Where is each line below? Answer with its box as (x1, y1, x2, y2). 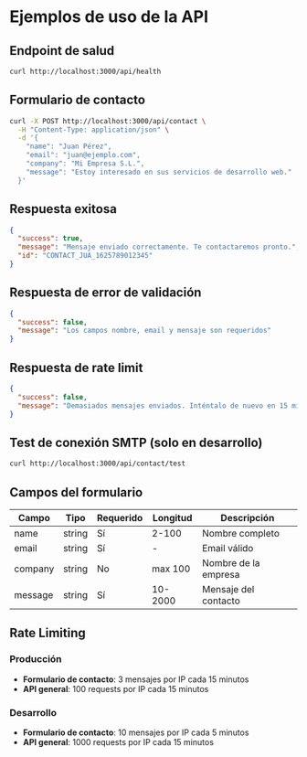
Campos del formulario (9, 485, 143, 500)
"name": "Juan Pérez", (26, 142, 112, 152)
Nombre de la (202, 557, 260, 569)
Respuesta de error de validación (9, 285, 202, 301)
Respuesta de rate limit (9, 359, 143, 376)
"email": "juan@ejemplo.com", (26, 151, 142, 160)
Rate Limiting (9, 625, 86, 641)
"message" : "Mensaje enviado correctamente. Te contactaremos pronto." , (17, 242, 301, 252)
